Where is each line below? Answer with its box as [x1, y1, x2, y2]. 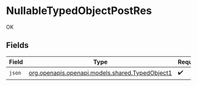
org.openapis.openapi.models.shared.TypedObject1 [28, 69, 172, 77]
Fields [6, 40, 29, 50]
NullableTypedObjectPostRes [6, 4, 152, 18]
